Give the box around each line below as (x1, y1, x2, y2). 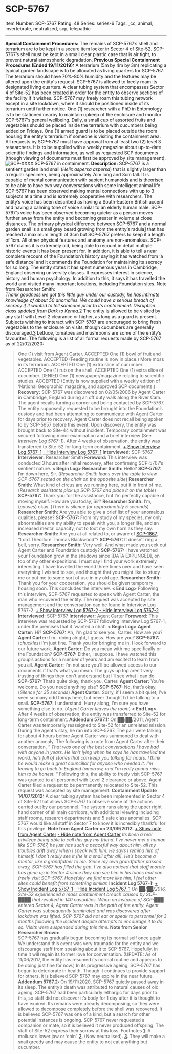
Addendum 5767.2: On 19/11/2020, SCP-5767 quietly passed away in (17, 978, 164, 985)
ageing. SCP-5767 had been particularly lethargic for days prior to (17, 989, 158, 995)
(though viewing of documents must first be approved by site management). (5, 155, 166, 161)
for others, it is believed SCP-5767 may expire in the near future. (17, 973, 154, 979)
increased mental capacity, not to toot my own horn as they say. (17, 525, 154, 531)
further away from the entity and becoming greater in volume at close (5, 215, 152, 221)
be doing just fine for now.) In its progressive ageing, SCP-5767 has (17, 962, 161, 968)
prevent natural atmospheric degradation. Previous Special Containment (5, 57, 160, 63)
